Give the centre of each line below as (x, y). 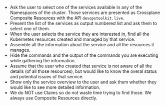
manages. (20, 50)
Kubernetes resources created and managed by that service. (72, 39)
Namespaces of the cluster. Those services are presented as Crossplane (85, 13)
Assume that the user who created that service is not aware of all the (81, 66)
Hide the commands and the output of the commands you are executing (84, 55)
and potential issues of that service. (47, 77)
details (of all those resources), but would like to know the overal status (83, 71)
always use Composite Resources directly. (53, 98)
